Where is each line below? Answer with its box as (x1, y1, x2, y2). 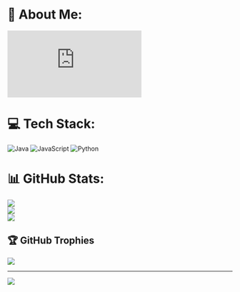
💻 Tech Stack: (7, 116, 96, 132)
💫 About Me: (7, 6, 83, 23)
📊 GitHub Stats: (7, 171, 105, 187)
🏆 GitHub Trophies (7, 235, 95, 247)
